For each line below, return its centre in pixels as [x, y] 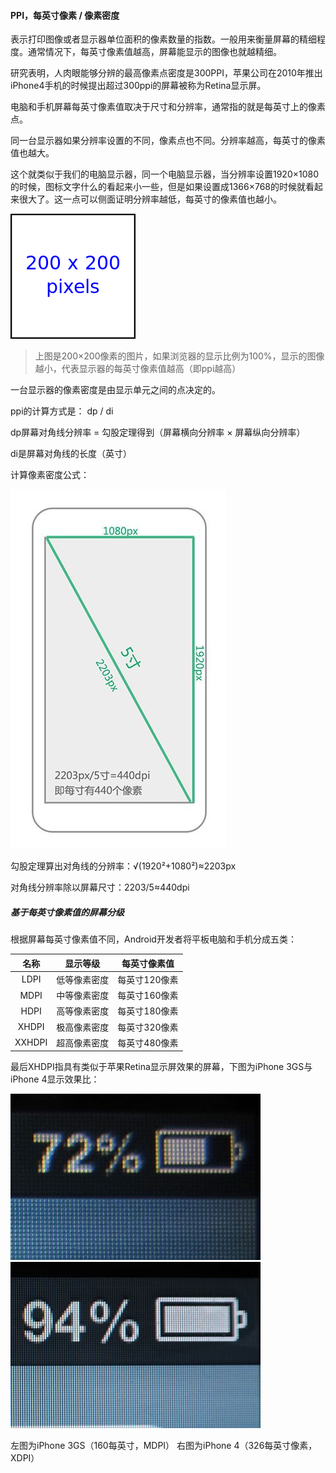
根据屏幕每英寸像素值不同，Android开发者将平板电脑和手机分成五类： [153, 939]
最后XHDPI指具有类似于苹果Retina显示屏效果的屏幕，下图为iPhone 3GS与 [161, 1067]
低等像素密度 [83, 979]
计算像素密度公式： [50, 475]
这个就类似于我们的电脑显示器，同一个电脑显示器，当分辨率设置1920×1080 [165, 174]
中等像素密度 [83, 996]
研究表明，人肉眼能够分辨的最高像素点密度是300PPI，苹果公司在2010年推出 [166, 73]
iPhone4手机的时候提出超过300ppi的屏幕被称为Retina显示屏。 [138, 86]
